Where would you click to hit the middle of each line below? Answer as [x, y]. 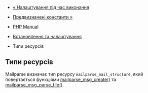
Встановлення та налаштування [47, 36]
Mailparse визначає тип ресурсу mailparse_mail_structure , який [74, 74]
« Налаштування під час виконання [51, 7]
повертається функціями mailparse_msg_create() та [61, 79]
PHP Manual [26, 27]
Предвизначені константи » [43, 17]
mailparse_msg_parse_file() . [35, 84]
